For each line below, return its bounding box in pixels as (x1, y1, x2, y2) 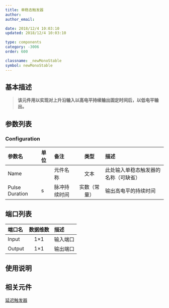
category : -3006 (5, 44, 39, 49)
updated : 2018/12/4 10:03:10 (5, 31, 66, 36)
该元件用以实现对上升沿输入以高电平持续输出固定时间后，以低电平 (17, 97, 154, 104)
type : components (5, 40, 42, 45)
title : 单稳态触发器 (5, 7, 44, 13)
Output (8, 245, 24, 252)
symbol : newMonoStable (5, 63, 53, 68)
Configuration (5, 135, 40, 142)
